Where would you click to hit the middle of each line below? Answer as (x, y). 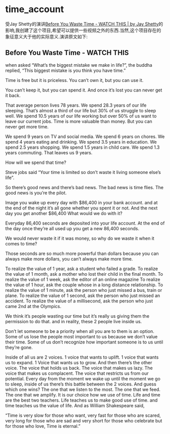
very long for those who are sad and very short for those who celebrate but (84, 420)
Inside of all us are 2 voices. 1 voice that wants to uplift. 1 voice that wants (82, 357)
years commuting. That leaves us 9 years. (49, 152)
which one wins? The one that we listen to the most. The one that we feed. (83, 389)
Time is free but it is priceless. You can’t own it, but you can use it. (74, 80)
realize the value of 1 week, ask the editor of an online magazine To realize (83, 279)
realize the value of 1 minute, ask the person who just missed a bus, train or (84, 290)
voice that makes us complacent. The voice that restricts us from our (77, 373)
